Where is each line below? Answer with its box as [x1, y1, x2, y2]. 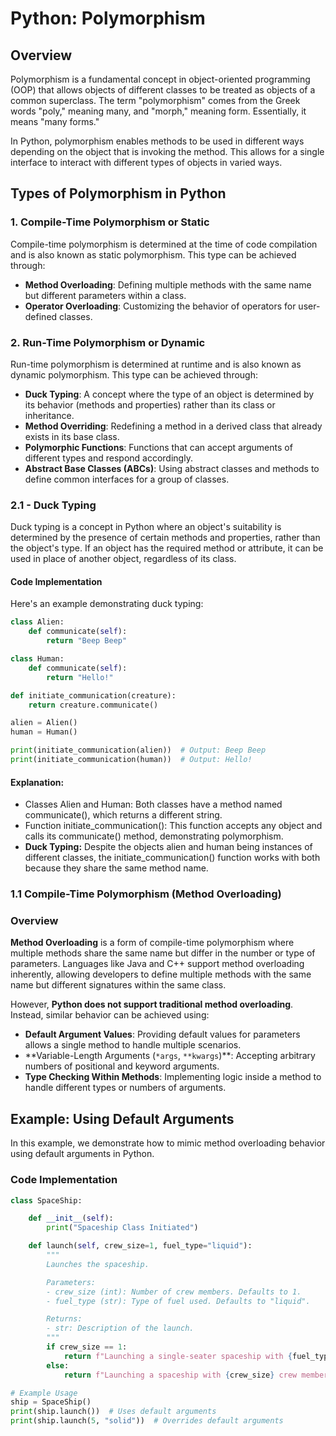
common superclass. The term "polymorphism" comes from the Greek [10, 95, 301, 106]
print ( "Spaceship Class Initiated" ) [46, 1223, 199, 1233]
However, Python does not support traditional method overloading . [10, 998, 294, 1011]
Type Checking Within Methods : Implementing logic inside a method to [24, 1071, 322, 1083]
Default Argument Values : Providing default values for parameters [24, 1028, 301, 1041]
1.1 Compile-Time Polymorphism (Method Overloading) [10, 887, 282, 901]
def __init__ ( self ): [28, 1213, 114, 1224]
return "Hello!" [46, 672, 114, 682]
